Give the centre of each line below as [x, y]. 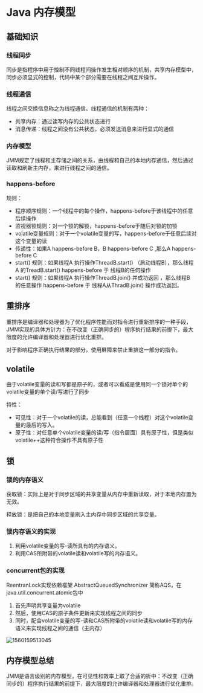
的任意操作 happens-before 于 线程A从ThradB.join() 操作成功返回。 [98, 285]
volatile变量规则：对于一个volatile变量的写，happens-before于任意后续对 [106, 233]
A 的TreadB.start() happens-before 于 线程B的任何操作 [83, 270]
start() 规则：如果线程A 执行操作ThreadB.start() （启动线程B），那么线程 [105, 262]
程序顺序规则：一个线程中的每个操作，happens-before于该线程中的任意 [104, 211]
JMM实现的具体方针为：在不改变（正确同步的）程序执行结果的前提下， [95, 329]
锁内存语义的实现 [31, 531]
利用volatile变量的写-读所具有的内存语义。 [67, 546]
